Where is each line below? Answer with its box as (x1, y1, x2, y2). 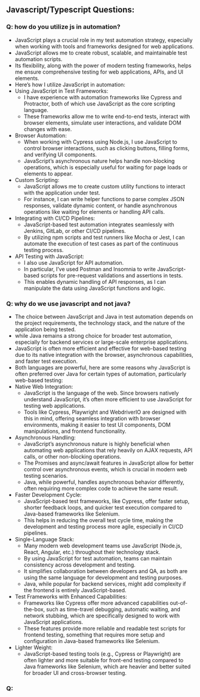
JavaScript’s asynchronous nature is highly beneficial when (23, 440, 170, 447)
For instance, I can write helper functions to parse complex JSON (23, 195, 185, 202)
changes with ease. (23, 125, 72, 132)
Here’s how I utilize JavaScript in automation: (14, 81, 125, 88)
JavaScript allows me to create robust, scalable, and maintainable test (14, 49, 187, 56)
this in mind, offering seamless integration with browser (23, 414, 161, 422)
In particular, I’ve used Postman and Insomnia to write (23, 265, 156, 272)
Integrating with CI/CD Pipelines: (14, 214, 96, 222)
